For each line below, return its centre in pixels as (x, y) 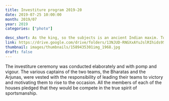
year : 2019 (17, 24)
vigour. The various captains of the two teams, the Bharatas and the (75, 72)
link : (11, 43)
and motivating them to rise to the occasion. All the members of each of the (83, 82)
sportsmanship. (21, 93)
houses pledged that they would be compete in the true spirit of (71, 88)
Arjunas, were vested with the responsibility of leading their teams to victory (84, 77)
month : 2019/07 (21, 19)
